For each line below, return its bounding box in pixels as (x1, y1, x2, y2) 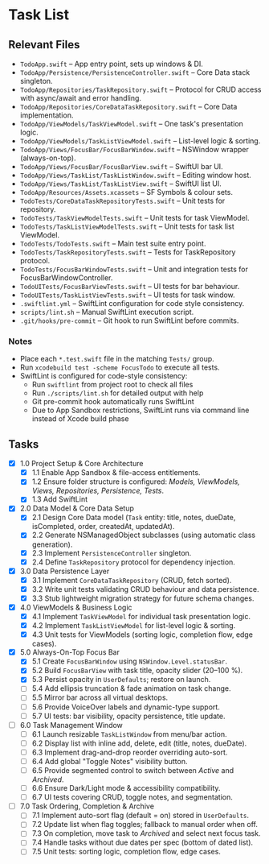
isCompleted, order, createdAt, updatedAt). (31, 522, 175, 531)
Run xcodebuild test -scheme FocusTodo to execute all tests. (19, 362, 220, 372)
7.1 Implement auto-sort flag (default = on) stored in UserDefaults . (31, 811, 250, 821)
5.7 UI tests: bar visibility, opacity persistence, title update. (31, 711, 226, 721)
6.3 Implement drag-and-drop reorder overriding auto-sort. (31, 747, 228, 757)
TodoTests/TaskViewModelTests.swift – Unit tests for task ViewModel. (19, 213, 250, 222)
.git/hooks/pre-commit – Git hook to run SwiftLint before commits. (19, 316, 239, 325)
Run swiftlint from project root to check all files (31, 380, 194, 390)
